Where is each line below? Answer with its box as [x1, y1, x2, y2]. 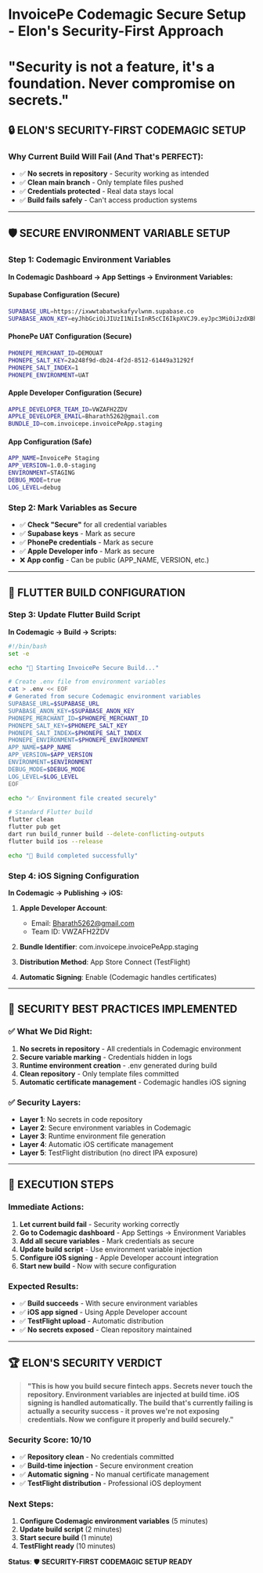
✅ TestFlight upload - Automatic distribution [19, 1316, 164, 1325]
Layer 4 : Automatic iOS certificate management [19, 1139, 174, 1149]
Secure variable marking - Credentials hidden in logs [19, 1052, 193, 1061]
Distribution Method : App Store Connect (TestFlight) [19, 957, 191, 967]
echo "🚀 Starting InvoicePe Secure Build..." [8, 664, 159, 672]
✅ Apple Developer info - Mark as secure [19, 547, 155, 556]
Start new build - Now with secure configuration [19, 1261, 177, 1270]
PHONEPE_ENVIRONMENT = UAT [8, 371, 89, 379]
